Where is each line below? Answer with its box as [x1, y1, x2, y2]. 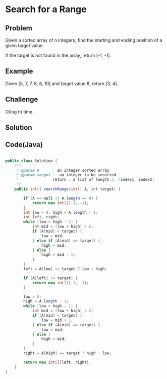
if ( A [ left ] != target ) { [23, 275, 78, 281]
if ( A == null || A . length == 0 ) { [23, 196, 98, 201]
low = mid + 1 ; [41, 318, 73, 323]
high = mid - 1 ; [41, 252, 76, 257]
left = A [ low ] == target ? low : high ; [23, 267, 107, 272]
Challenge [5, 95, 38, 104]
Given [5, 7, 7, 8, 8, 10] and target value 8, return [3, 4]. [5, 80, 119, 87]
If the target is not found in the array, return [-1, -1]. [5, 52, 112, 58]
